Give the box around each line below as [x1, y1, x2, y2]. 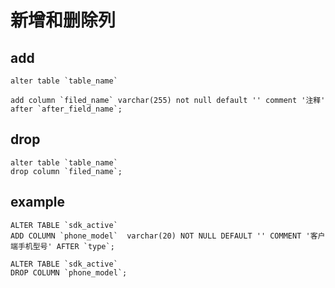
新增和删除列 [10, 9, 117, 32]
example [10, 194, 66, 211]
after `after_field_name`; [10, 104, 123, 114]
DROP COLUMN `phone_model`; [10, 267, 128, 278]
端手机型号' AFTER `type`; [10, 241, 115, 251]
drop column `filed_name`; [10, 166, 123, 176]
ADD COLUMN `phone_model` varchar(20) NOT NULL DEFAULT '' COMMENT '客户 [10, 231, 326, 241]
